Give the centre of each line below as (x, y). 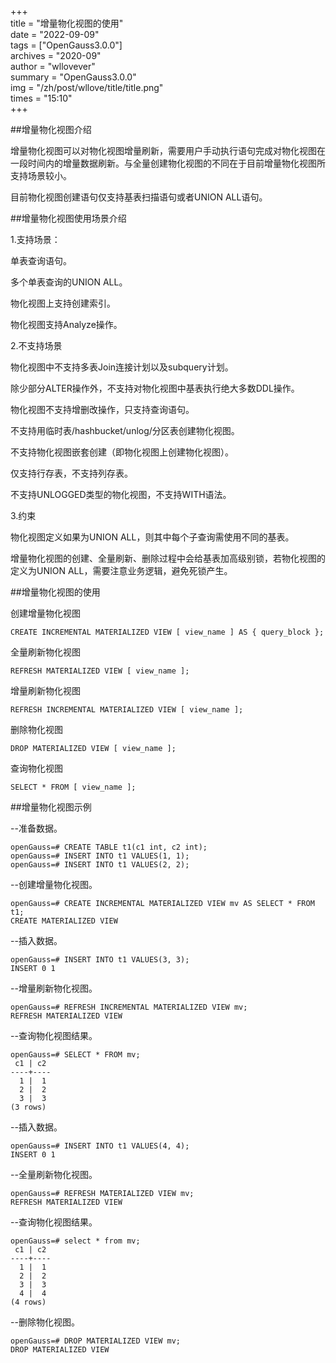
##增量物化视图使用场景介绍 (68, 218)
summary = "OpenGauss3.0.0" (73, 77)
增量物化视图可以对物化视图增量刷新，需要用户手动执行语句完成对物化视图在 (168, 150)
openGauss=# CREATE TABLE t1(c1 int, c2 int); (109, 847)
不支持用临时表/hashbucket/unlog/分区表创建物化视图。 (125, 430)
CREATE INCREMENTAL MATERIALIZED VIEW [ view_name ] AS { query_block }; (167, 632)
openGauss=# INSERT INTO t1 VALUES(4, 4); (100, 1146)
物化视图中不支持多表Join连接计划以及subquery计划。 (122, 367)
